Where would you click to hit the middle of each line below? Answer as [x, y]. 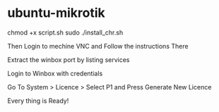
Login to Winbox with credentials [55, 73]
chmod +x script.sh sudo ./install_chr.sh [65, 32]
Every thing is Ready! [38, 101]
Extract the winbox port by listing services [69, 60]
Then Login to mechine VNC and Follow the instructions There [98, 46]
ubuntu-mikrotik [57, 13]
